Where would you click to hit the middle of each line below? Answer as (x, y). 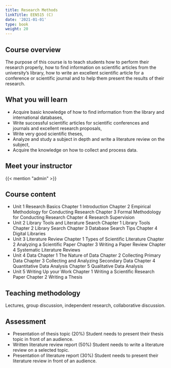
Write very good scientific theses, (48, 134)
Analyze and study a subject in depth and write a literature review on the (89, 139)
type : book (17, 24)
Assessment (26, 321)
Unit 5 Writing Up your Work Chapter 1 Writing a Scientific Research (83, 272)
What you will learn (36, 100)
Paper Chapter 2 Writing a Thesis (48, 277)
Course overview (33, 50)
